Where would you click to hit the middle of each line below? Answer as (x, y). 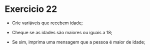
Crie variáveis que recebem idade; (47, 23)
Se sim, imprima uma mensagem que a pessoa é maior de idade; (78, 42)
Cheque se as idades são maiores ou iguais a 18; (62, 32)
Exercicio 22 (31, 9)
